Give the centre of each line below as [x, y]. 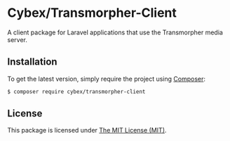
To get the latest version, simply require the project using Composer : [106, 79]
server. [18, 39]
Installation [32, 62]
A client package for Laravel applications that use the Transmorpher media [115, 32]
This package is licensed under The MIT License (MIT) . [87, 130]
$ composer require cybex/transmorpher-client [76, 92]
